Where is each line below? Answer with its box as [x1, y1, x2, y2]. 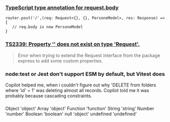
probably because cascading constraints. [5, 93, 93, 99]
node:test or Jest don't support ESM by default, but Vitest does [5, 70, 165, 77]
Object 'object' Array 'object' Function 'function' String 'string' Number [5, 105, 154, 111]
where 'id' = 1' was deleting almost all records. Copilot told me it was [5, 87, 149, 93]
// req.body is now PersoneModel [12, 24, 83, 29]
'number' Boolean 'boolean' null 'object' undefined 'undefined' [5, 111, 137, 117]
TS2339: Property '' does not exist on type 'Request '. [5, 41, 140, 48]
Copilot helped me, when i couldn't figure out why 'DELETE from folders [5, 82, 156, 88]
